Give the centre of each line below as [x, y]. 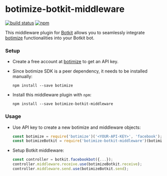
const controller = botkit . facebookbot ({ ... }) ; [63, 160]
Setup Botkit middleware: [38, 151]
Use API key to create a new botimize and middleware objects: [77, 127]
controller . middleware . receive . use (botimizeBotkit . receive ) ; [77, 164]
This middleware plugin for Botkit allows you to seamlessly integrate [75, 32]
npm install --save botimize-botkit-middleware [63, 104]
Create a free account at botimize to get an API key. [65, 62]
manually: [22, 77]
